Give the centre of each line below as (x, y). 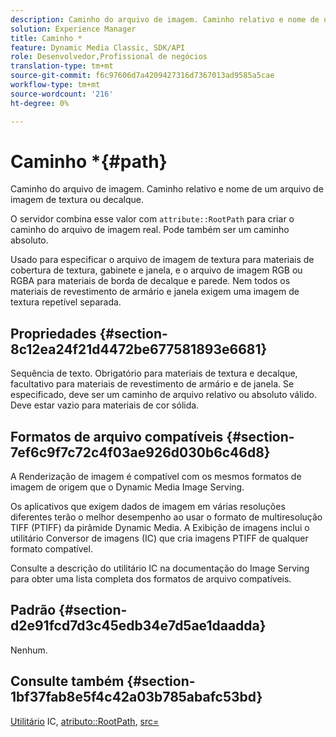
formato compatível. (51, 549)
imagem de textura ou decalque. (77, 200)
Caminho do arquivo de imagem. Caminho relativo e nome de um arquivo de (167, 189)
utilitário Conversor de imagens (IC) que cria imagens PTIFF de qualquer (159, 538)
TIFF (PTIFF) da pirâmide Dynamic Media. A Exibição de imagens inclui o (160, 528)
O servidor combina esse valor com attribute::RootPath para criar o (152, 219)
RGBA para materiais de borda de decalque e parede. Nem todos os (150, 281)
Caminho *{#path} (89, 161)
